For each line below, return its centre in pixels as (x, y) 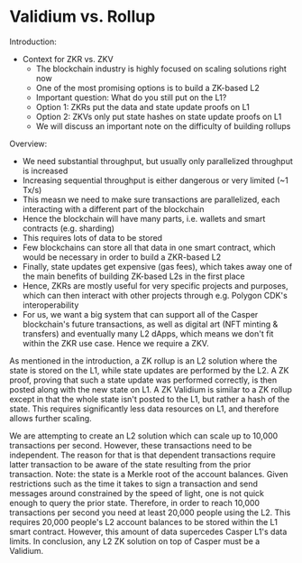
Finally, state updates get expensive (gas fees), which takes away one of (157, 266)
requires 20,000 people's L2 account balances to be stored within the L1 (143, 521)
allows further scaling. (50, 418)
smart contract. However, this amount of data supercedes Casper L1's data (148, 531)
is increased (45, 171)
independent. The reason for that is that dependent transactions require (143, 455)
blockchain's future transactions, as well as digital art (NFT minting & (150, 324)
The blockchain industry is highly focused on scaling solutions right (161, 69)
